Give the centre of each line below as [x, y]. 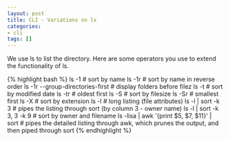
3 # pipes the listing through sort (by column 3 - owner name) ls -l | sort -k [113, 109]
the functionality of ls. [38, 66]
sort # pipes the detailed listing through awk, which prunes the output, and [113, 123]
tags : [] [20, 39]
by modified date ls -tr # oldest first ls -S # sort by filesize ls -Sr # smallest [113, 94]
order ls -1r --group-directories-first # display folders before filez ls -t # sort [115, 87]
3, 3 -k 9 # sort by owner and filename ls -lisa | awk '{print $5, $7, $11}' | [109, 116]
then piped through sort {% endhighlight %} [70, 131]
